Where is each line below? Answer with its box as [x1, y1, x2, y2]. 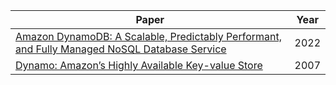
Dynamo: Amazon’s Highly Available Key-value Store [15, 59, 263, 72]
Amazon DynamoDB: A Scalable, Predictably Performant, [15, 30, 283, 43]
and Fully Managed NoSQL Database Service [15, 42, 227, 56]
